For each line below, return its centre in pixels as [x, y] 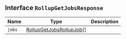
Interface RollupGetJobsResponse [54, 8]
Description [105, 21]
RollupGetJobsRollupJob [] [56, 29]
